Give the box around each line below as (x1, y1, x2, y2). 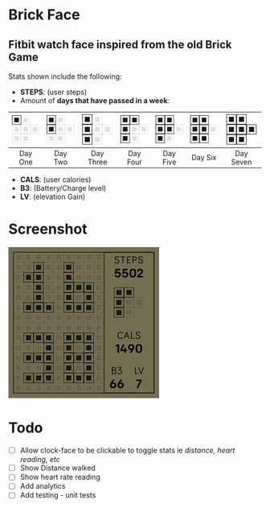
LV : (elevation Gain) (19, 192, 86, 202)
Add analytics (19, 481, 66, 491)
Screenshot (8, 220, 88, 238)
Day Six (191, 153, 217, 163)
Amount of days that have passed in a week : (19, 96, 170, 105)
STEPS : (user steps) (19, 87, 88, 97)
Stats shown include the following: (8, 72, 122, 81)
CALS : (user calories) (19, 175, 92, 184)
